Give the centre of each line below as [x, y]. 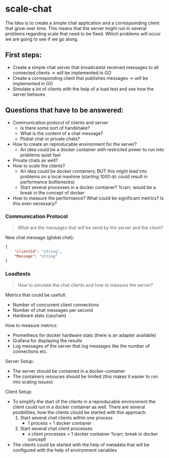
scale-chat [29, 9]
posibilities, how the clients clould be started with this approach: [79, 412]
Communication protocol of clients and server [60, 122]
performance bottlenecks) [47, 182]
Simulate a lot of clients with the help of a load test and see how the [83, 89]
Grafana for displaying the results [47, 340]
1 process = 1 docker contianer [60, 423]
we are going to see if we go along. [42, 39]
